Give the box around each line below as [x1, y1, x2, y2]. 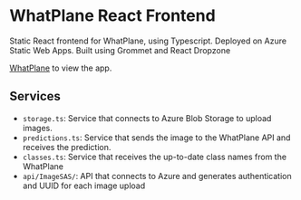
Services [9, 89, 62, 104]
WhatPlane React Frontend [9, 5, 216, 26]
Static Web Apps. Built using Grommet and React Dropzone [9, 44, 231, 55]
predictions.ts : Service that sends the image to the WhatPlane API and [22, 132, 291, 143]
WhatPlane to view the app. [9, 62, 112, 73]
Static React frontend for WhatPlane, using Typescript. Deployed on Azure [9, 35, 287, 46]
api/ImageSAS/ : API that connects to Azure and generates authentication [22, 170, 292, 181]
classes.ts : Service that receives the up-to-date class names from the [22, 151, 287, 162]
